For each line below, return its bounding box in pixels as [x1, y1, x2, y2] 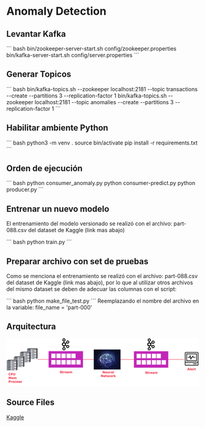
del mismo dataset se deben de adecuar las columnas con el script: [6, 285, 177, 293]
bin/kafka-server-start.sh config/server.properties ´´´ [6, 51, 140, 59]
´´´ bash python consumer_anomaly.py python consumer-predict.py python [6, 179, 196, 187]
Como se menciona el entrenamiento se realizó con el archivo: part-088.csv [6, 273, 198, 280]
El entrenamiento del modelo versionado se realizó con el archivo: [6, 220, 173, 227]
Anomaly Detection [6, 4, 107, 18]
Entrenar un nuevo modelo [6, 203, 110, 214]
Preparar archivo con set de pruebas [6, 256, 149, 266]
